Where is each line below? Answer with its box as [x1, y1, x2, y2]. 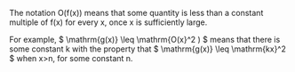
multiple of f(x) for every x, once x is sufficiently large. [9, 17, 208, 28]
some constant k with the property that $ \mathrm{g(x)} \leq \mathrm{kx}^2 [9, 44, 286, 54]
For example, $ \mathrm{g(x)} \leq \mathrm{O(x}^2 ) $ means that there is [9, 35, 281, 44]
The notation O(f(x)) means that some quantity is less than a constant [9, 8, 264, 18]
